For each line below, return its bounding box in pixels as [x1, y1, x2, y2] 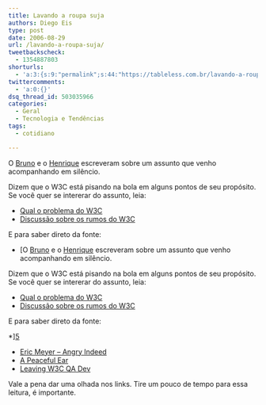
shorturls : [8, 63, 44, 71]
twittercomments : [8, 78, 66, 86]
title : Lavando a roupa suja [8, 11, 104, 20]
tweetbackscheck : [8, 48, 66, 56]
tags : [8, 122, 26, 130]
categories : [8, 100, 47, 108]
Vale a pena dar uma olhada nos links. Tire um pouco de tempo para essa [8, 379, 248, 388]
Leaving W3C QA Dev [19, 364, 91, 373]
